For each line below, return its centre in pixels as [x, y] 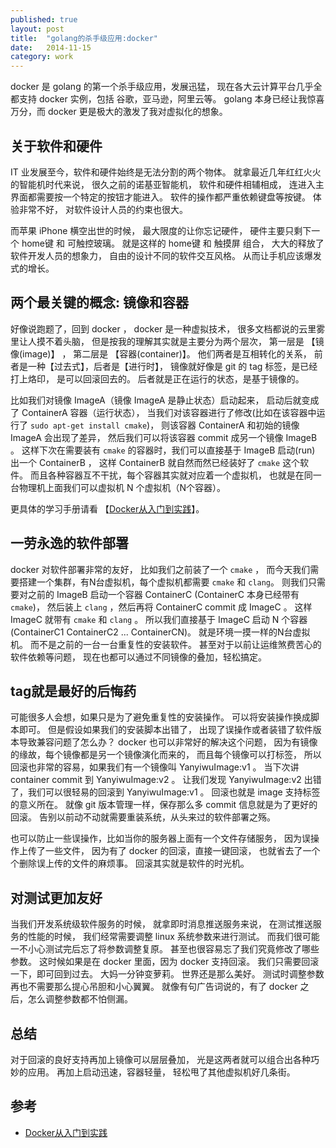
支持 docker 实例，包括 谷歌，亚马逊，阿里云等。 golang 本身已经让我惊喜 [171, 99]
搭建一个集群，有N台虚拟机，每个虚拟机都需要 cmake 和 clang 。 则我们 [163, 582]
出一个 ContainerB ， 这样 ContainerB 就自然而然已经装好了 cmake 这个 [155, 462]
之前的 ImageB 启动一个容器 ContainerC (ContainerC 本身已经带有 [163, 594]
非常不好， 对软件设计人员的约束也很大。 [103, 209]
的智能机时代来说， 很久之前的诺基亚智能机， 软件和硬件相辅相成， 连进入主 [167, 184]
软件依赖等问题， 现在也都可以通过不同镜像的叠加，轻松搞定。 [138, 657]
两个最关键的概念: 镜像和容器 [99, 302]
